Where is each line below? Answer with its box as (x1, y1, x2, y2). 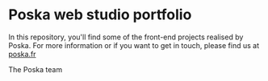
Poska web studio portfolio (8, 6, 192, 24)
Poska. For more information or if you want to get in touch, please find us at (8, 40, 260, 50)
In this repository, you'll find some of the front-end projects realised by (8, 32, 244, 42)
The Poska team (8, 64, 63, 74)
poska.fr (8, 49, 36, 59)
